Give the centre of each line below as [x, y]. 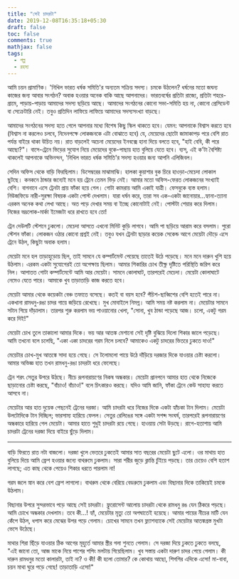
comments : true [30, 41]
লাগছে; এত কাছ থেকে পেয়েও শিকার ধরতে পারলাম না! [61, 468]
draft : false [27, 27]
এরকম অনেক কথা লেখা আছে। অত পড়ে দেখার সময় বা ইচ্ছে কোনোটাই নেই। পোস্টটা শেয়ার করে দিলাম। [113, 203]
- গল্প [20, 60]
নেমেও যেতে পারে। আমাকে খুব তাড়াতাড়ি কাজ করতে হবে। [67, 280]
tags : [15, 54]
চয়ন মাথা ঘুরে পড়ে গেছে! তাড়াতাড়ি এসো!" [51, 567]
